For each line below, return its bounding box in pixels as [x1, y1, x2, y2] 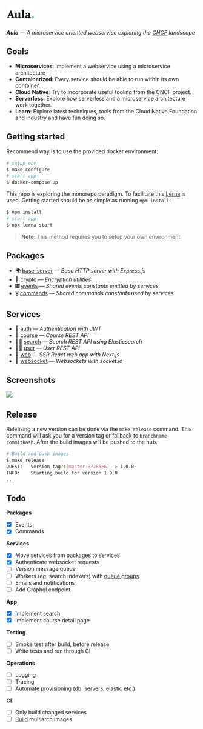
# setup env [6, 160, 36, 166]
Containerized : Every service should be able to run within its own [15, 75, 179, 82]
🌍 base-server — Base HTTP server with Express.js [15, 267, 146, 274]
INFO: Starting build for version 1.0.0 [6, 470, 118, 476]
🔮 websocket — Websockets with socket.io [15, 358, 123, 365]
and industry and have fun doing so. [15, 114, 106, 121]
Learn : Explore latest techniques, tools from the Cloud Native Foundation [15, 107, 198, 115]
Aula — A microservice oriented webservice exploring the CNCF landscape [6, 29, 196, 36]
